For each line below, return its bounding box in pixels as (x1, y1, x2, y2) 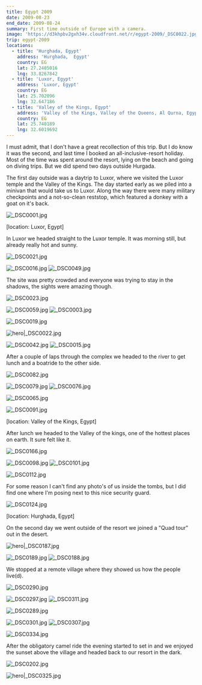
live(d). (6, 572, 24, 579)
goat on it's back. (6, 200, 49, 207)
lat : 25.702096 (17, 93, 55, 99)
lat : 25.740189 (17, 121, 55, 127)
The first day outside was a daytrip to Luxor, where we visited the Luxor (6, 174, 184, 181)
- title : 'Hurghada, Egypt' (11, 48, 82, 54)
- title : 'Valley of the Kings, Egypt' (11, 104, 112, 110)
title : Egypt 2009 (6, 8, 52, 15)
